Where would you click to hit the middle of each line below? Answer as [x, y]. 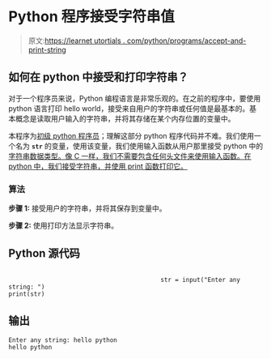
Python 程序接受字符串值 [92, 17]
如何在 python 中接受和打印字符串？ [98, 77]
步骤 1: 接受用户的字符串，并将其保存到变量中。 [87, 208]
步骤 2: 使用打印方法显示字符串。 [64, 226]
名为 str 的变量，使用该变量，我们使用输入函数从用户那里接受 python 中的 [139, 146]
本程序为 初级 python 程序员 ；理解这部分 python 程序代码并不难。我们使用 [131, 135]
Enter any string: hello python [63, 340]
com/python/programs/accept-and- [186, 41]
